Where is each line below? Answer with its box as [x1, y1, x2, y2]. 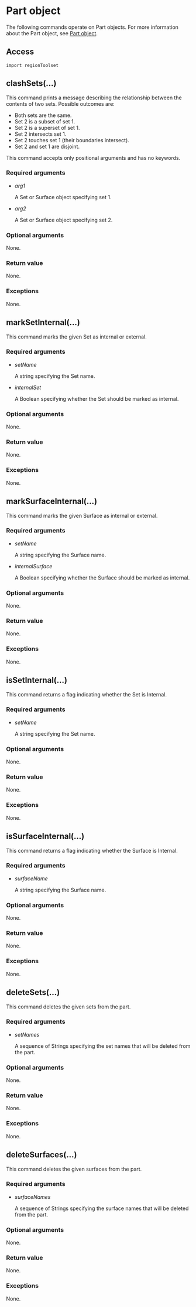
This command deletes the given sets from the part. [6, 1003, 131, 1010]
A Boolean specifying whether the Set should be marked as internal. [14, 395, 179, 402]
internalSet [14, 384, 42, 391]
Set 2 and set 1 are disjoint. [14, 143, 80, 150]
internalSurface [14, 562, 53, 569]
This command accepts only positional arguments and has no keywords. [6, 154, 181, 161]
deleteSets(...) [6, 987, 60, 997]
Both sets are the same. [14, 112, 72, 119]
